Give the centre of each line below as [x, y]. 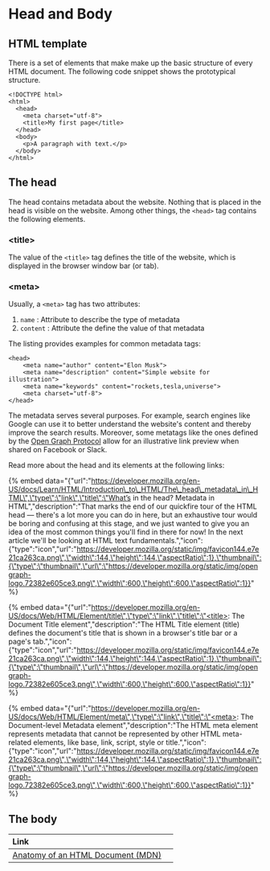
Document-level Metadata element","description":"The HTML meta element [133, 726]
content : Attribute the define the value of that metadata [112, 328]
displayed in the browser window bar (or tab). [84, 266]
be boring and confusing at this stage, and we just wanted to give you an [129, 524]
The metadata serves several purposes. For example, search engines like [129, 415]
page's [20, 642]
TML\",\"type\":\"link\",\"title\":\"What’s [70, 498]
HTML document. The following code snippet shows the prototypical [122, 72]
